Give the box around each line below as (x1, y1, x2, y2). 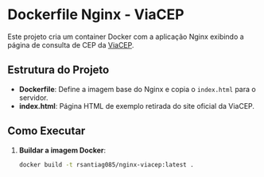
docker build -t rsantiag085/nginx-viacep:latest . (18, 160, 194, 168)
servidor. (18, 93, 49, 102)
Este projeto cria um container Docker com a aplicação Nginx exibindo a (7, 32, 244, 41)
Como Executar (7, 125, 86, 138)
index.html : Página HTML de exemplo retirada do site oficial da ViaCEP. (18, 101, 255, 110)
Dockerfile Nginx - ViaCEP (7, 6, 184, 24)
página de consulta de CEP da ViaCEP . (7, 40, 134, 49)
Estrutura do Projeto (7, 63, 110, 77)
